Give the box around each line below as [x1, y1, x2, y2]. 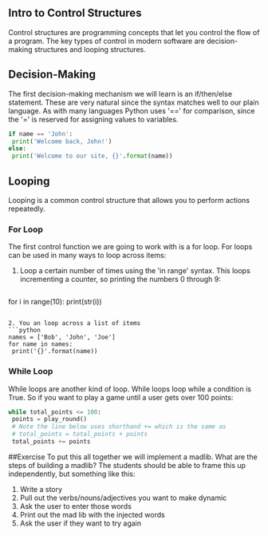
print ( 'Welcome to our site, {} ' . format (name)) [11, 152, 173, 161]
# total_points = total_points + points [11, 431, 148, 439]
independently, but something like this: [8, 469, 136, 478]
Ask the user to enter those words [19, 501, 132, 510]
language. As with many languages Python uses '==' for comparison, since [8, 105, 255, 115]
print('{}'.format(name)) [11, 347, 98, 355]
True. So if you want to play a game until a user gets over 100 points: [8, 392, 234, 402]
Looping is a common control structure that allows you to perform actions [8, 195, 250, 204]
